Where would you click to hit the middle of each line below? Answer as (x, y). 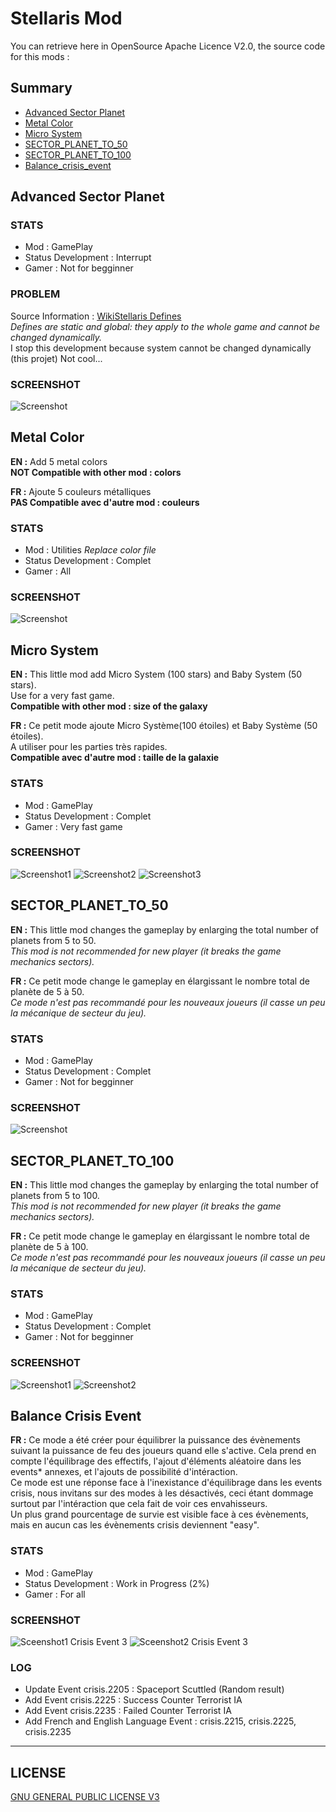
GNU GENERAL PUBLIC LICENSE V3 (85, 1797)
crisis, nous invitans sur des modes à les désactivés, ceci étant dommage (162, 1493)
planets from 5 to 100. (55, 1196)
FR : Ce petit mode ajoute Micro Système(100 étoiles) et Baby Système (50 (164, 726)
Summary (41, 88)
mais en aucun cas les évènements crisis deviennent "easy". (135, 1525)
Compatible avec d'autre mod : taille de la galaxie (115, 758)
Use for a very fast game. (62, 696)
